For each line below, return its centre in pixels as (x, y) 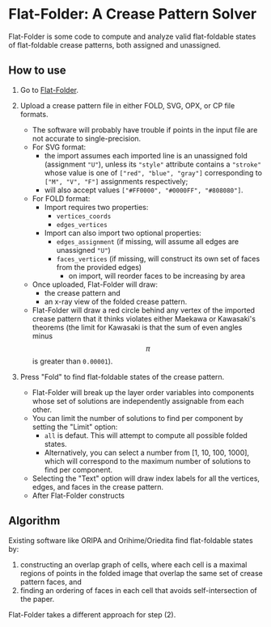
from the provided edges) (99, 267)
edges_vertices (82, 225)
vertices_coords (84, 216)
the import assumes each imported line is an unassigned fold (146, 155)
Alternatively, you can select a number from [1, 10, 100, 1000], (146, 452)
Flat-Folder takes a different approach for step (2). (92, 614)
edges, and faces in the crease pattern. (98, 486)
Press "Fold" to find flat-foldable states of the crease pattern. (122, 377)
